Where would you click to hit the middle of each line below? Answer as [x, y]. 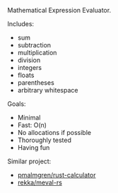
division [29, 60]
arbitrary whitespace [48, 90]
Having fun [34, 147]
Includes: [20, 24]
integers [30, 68]
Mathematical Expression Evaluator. [59, 10]
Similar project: [29, 161]
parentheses [36, 83]
